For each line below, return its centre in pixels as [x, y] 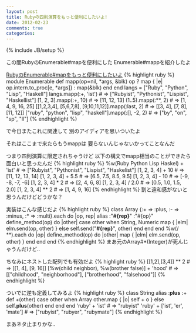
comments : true [25, 28]
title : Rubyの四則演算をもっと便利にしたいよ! [57, 17]
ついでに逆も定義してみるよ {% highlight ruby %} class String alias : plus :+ [97, 293]
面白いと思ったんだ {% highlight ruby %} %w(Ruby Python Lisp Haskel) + [95, 164]
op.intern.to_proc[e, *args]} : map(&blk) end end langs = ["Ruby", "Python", [97, 88]
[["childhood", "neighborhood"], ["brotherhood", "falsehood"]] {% [86, 275]
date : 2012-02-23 [27, 22]
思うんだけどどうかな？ [34, 197]
